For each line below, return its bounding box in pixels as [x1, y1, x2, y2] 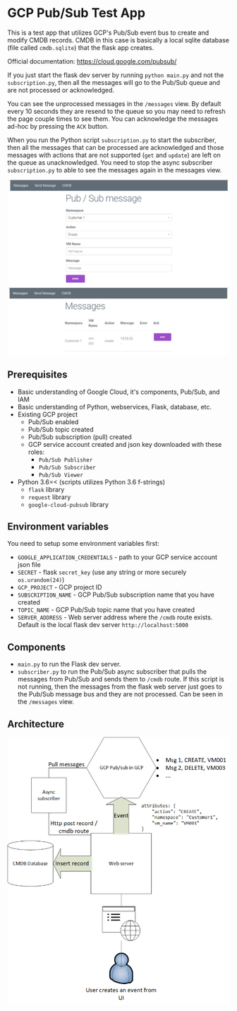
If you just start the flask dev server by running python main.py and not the [7, 71, 224, 79]
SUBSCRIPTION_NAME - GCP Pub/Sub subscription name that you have [17, 590, 215, 599]
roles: [28, 448, 45, 456]
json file [17, 561, 41, 569]
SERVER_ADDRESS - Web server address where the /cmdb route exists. [17, 613, 213, 621]
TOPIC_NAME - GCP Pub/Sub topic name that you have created [17, 606, 195, 614]
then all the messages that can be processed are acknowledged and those [7, 143, 224, 151]
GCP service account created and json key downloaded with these [28, 440, 222, 448]
